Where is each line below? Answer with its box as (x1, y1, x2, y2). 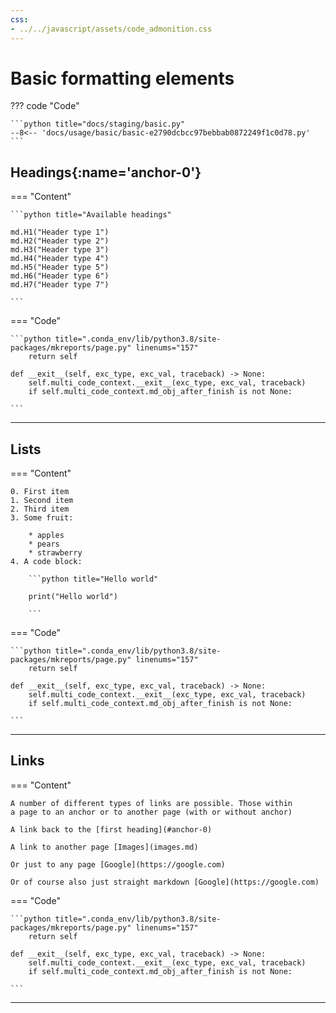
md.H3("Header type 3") (10, 245, 110, 255)
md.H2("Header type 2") (10, 236, 110, 246)
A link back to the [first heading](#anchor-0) (10, 824, 213, 835)
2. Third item (10, 504, 70, 515)
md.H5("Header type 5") (10, 262, 110, 273)
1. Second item (10, 496, 74, 506)
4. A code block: (10, 557, 83, 567)
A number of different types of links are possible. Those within (10, 798, 293, 808)
